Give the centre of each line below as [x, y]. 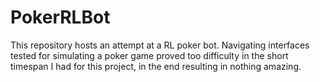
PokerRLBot [60, 17]
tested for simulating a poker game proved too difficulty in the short [149, 55]
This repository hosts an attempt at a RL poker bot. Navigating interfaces [160, 45]
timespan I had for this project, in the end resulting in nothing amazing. [156, 66]
